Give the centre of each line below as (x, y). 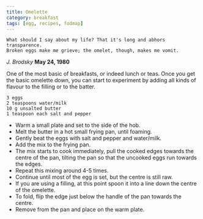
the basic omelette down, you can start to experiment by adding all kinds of (102, 81)
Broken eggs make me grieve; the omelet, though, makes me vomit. (93, 51)
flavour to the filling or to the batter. (51, 87)
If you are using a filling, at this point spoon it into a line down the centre (106, 184)
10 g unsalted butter (34, 109)
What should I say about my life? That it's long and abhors (86, 40)
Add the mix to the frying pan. (53, 145)
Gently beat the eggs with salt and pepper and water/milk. (88, 138)
